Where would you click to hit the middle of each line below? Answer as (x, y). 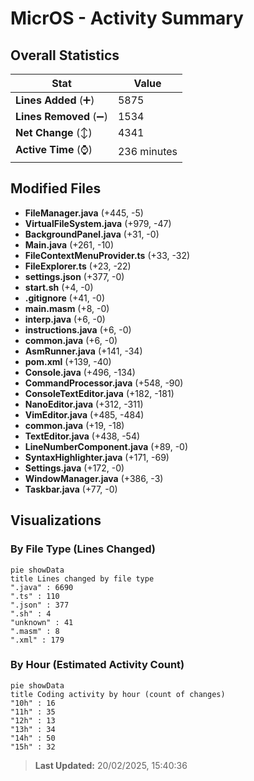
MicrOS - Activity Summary (127, 18)
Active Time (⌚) (54, 149)
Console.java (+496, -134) (80, 372)
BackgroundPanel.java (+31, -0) (92, 234)
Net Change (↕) (54, 132)
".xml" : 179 (37, 640)
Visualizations (56, 520)
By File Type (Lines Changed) (83, 549)
